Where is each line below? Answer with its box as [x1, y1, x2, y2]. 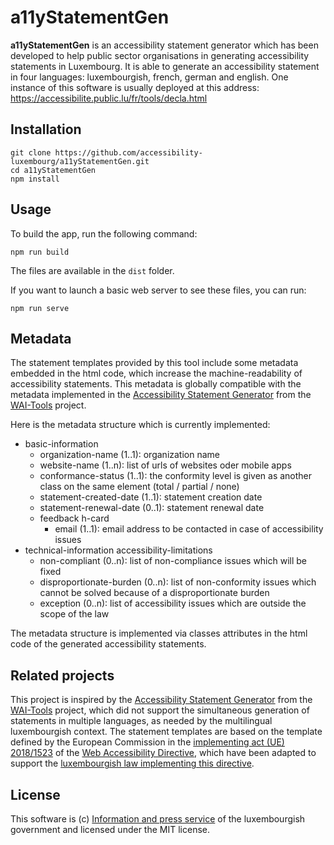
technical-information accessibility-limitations [24, 544, 213, 556]
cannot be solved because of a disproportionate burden [39, 587, 270, 599]
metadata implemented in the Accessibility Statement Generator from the [10, 389, 312, 401]
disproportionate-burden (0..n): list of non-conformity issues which [39, 576, 317, 588]
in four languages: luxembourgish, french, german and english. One [10, 71, 289, 83]
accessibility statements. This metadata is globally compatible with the [10, 378, 302, 390]
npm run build [10, 247, 70, 257]
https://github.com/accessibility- [54, 147, 203, 158]
